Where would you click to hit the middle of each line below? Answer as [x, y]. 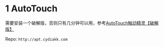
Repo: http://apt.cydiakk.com [36, 39]
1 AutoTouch [31, 9]
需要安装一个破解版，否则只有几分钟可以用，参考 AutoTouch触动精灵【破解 [82, 23]
